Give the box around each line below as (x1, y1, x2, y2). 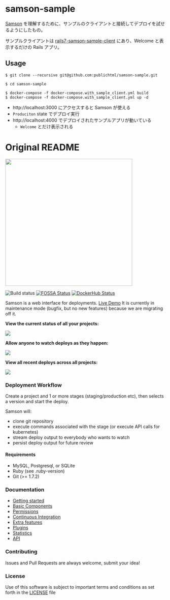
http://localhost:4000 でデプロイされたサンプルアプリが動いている (12, 117, 152, 123)
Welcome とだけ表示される (20, 123, 74, 130)
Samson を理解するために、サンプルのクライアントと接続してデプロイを (5, 20, 156, 26)
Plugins (12, 525, 29, 531)
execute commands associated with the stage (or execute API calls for (12, 423, 160, 430)
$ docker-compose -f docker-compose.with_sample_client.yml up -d (5, 95, 149, 100)
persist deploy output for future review (12, 439, 94, 445)
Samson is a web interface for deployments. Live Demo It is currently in (5, 299, 155, 306)
